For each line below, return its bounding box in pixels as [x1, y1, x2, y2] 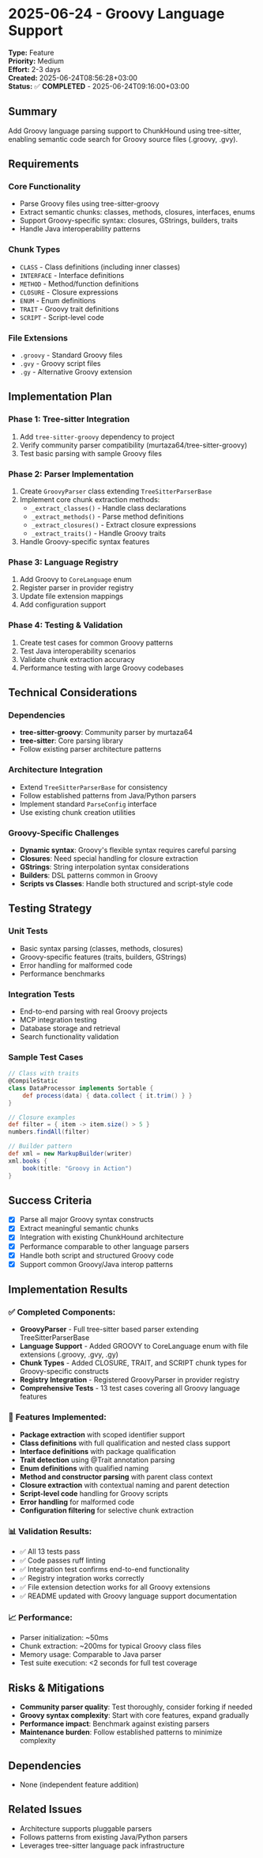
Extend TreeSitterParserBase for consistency [19, 782, 168, 792]
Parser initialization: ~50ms [19, 1633, 109, 1643]
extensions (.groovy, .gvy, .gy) [19, 1350, 118, 1359]
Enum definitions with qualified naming [19, 1463, 149, 1473]
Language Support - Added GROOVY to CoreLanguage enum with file [19, 1342, 249, 1351]
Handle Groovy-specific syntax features [19, 537, 150, 546]
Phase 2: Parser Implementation [8, 468, 134, 479]
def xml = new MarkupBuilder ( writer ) [8, 1150, 133, 1158]
